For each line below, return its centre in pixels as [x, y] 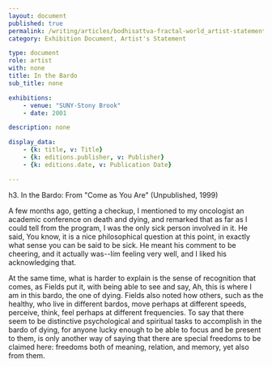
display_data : [32, 143]
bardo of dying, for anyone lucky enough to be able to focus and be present [135, 330]
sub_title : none [36, 83]
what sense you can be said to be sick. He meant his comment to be [122, 245]
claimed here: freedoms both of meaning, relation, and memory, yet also [129, 347]
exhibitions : [30, 98]
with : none [27, 68]
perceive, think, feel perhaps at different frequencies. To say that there [126, 312]
